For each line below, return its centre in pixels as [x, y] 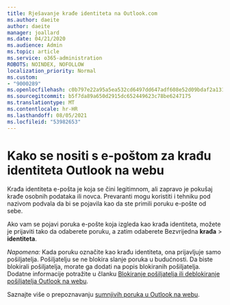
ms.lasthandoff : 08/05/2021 [47, 115]
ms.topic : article [33, 52]
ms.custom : [23, 77]
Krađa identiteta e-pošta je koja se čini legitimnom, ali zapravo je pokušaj [110, 189]
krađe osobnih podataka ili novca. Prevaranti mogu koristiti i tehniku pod [109, 197]
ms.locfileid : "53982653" [44, 122]
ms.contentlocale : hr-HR [42, 109]
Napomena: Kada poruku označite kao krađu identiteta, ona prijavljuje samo [114, 252]
